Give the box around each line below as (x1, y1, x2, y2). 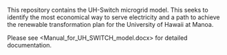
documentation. (7, 41, 52, 49)
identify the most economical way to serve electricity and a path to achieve (7, 13, 220, 21)
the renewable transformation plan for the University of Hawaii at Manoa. (7, 21, 214, 28)
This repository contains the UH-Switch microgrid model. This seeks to (7, 6, 208, 14)
